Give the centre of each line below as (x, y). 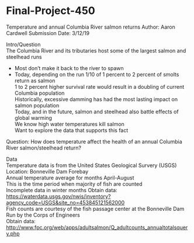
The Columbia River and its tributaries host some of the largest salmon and (96, 50)
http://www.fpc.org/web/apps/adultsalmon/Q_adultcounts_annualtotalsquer (97, 227)
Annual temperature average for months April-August (70, 178)
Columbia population (39, 93)
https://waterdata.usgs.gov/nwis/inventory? (58, 196)
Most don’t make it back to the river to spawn (69, 68)
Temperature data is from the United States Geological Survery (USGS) (91, 165)
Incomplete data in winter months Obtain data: (62, 190)
